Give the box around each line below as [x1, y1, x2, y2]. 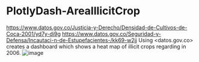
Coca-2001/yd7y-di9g [6, 30, 61, 37]
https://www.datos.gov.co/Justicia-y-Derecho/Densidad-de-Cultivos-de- [6, 24, 188, 31]
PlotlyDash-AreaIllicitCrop [6, 4, 140, 18]
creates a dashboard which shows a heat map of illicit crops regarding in [6, 43, 186, 50]
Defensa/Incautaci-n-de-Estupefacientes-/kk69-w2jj [6, 36, 137, 44]
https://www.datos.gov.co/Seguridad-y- [62, 30, 161, 37]
